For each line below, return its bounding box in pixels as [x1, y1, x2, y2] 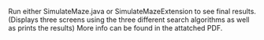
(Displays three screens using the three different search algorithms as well [8, 15, 250, 24]
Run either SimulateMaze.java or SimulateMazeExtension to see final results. [8, 7, 256, 16]
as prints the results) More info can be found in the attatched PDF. [8, 24, 223, 32]
